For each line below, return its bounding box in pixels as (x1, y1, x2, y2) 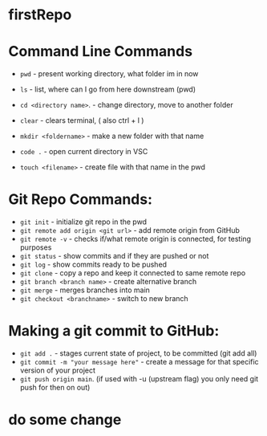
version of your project (19, 365, 96, 375)
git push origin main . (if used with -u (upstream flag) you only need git (19, 374, 259, 383)
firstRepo (8, 6, 72, 24)
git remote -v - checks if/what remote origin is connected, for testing (19, 234, 251, 244)
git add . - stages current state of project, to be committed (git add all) (19, 348, 257, 358)
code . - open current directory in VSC (19, 147, 148, 157)
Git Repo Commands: (8, 190, 153, 209)
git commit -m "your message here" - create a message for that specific (19, 357, 259, 366)
